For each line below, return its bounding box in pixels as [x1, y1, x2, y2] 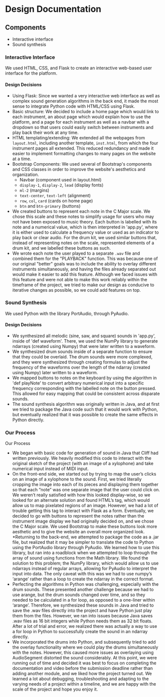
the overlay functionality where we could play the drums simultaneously [12, 644, 159, 651]
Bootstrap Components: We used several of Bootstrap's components [12, 161, 152, 167]
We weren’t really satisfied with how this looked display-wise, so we [12, 492, 151, 498]
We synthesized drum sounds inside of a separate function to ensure [12, 348, 153, 354]
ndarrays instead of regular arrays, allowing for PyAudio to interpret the [12, 566, 157, 571]
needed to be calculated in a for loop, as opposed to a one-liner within [12, 597, 155, 603]
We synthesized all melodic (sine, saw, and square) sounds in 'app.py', [12, 333, 156, 339]
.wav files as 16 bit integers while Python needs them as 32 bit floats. [12, 618, 153, 624]
